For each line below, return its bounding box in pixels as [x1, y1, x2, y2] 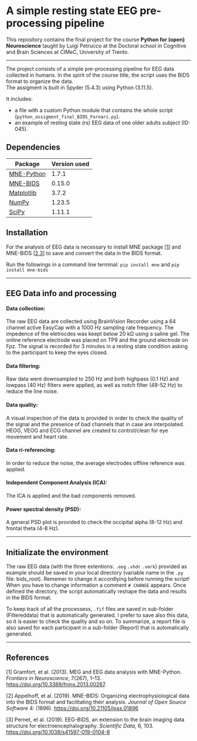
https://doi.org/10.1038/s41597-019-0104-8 [6, 728, 110, 735]
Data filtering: [6, 362, 41, 369]
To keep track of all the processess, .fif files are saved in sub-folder [6, 605, 174, 612]
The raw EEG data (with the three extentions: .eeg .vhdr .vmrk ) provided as [6, 563, 188, 570]
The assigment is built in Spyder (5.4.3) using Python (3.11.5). [6, 84, 154, 91]
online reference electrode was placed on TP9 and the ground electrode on [6, 336, 189, 344]
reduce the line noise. [6, 388, 59, 395]
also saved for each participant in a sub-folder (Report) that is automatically [6, 624, 189, 631]
